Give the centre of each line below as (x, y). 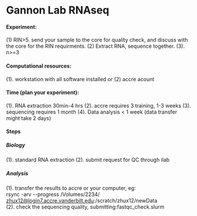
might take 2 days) (29, 118)
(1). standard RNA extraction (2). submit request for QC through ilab (88, 160)
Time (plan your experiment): (43, 92)
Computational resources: (39, 66)
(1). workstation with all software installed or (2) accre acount (80, 79)
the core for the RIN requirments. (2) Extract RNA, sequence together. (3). (96, 46)
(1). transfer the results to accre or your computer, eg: (71, 188)
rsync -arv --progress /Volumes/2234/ (53, 194)
